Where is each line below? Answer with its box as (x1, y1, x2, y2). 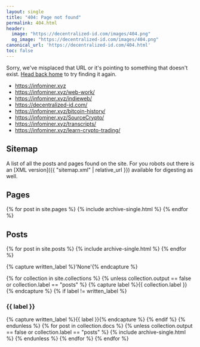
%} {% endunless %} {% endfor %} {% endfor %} (6, 335, 130, 342)
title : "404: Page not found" (6, 14, 82, 20)
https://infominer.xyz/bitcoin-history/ (14, 107, 106, 114)
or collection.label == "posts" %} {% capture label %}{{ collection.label (6, 281, 181, 288)
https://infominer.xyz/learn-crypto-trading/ (14, 126, 121, 133)
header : (6, 25, 26, 32)
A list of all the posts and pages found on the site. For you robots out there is (6, 160, 195, 167)
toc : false (6, 48, 33, 54)
